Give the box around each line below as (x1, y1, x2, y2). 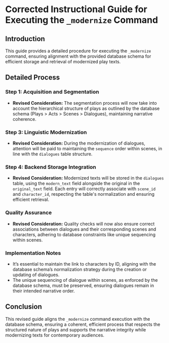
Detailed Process (5, 73, 60, 82)
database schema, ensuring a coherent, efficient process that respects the (5, 321, 160, 327)
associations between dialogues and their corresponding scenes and (12, 226, 156, 232)
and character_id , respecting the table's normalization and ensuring (12, 191, 155, 197)
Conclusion (5, 303, 42, 311)
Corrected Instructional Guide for (5, 4, 147, 15)
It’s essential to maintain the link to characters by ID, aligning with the (12, 261, 156, 267)
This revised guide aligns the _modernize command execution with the (5, 316, 150, 322)
